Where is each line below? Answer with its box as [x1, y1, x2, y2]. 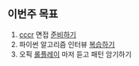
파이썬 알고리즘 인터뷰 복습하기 [18, 39, 115, 49]
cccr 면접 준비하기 [18, 30, 77, 39]
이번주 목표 [7, 7, 59, 21]
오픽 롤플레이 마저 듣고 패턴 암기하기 [18, 49, 132, 59]
